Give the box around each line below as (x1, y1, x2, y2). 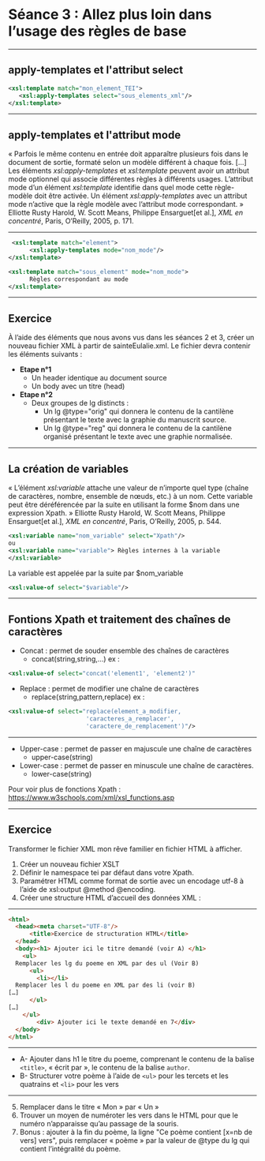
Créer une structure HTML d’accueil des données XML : (19, 893, 201, 902)
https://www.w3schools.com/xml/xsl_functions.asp (8, 792, 175, 802)
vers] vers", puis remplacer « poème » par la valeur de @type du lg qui (19, 1136, 250, 1145)
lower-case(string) (31, 769, 92, 778)
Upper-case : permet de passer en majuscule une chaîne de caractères (19, 743, 252, 753)
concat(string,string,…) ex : (31, 654, 120, 664)
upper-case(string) (31, 752, 93, 762)
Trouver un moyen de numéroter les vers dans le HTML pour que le (19, 1110, 239, 1120)
